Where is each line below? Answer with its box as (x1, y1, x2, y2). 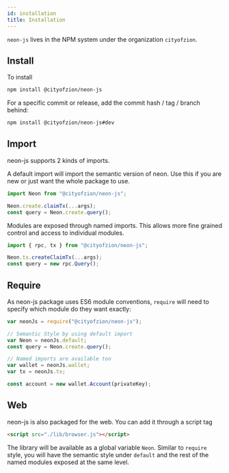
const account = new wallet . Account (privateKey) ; (7, 381, 152, 387)
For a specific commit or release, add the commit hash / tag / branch (7, 99, 200, 107)
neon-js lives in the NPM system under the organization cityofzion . (7, 35, 198, 43)
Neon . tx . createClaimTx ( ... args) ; (7, 254, 103, 261)
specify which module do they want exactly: (7, 305, 131, 313)
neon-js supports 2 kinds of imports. (7, 156, 110, 164)
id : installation (7, 10, 57, 17)
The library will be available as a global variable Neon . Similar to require (7, 443, 207, 452)
